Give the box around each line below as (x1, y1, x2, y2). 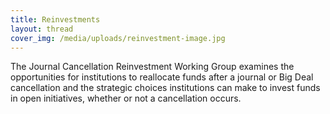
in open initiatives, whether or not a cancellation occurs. (10, 92, 242, 105)
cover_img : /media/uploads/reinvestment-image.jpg (10, 33, 226, 43)
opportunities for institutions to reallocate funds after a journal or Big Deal (10, 71, 314, 83)
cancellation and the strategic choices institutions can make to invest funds (10, 82, 321, 94)
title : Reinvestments (10, 14, 101, 25)
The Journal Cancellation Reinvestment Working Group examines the (10, 61, 295, 73)
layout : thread (10, 24, 74, 34)
